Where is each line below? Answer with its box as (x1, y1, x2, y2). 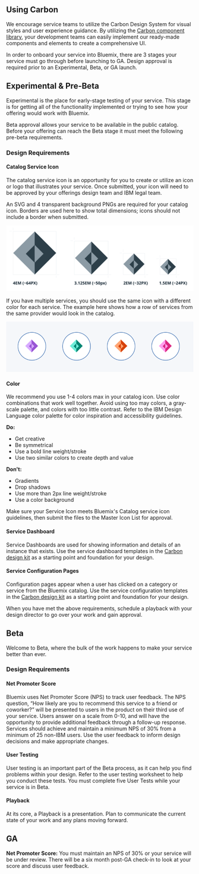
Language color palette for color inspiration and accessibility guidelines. (6, 412, 183, 419)
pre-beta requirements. (6, 133, 64, 141)
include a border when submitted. (6, 213, 89, 220)
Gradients (14, 477, 39, 485)
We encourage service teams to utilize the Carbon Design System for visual (6, 20, 191, 27)
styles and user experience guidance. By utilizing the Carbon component (6, 27, 185, 34)
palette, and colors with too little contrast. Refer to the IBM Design (20, 406, 182, 413)
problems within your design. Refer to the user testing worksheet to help (6, 770, 183, 778)
